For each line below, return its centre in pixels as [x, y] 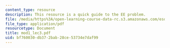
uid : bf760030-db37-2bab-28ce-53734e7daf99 [52, 38]
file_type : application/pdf [35, 24]
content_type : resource [30, 10]
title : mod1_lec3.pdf [28, 33]
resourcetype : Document [30, 28]
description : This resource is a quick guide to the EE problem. [75, 14]
